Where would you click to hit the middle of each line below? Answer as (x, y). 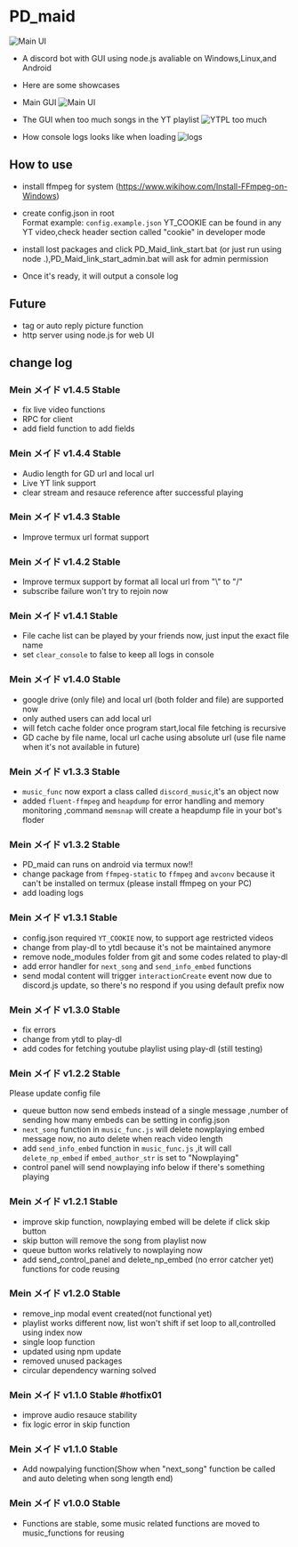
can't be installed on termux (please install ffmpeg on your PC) (137, 883)
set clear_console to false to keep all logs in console (118, 655)
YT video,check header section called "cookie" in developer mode (144, 232)
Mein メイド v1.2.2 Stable (65, 1073)
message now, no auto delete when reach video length (122, 1139)
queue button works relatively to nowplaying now (112, 1250)
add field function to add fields (78, 428)
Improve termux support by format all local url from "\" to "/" (132, 582)
